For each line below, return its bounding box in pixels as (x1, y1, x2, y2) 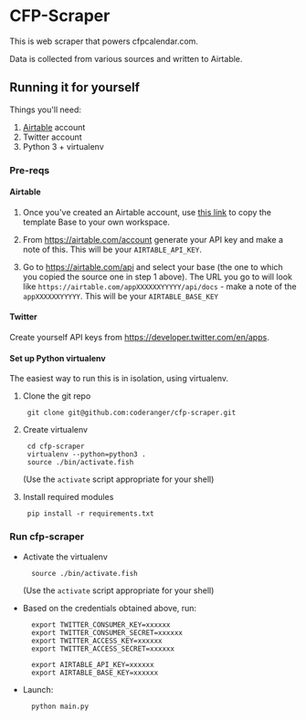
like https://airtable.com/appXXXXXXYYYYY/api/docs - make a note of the (22, 280, 297, 292)
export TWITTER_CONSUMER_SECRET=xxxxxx (31, 628, 183, 637)
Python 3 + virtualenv (22, 141, 105, 151)
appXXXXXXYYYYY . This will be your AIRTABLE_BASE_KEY (22, 290, 219, 301)
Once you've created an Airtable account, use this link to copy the (22, 206, 272, 217)
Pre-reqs (9, 163, 50, 176)
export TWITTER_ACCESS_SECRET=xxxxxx (31, 644, 175, 653)
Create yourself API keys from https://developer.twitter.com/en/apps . (9, 332, 269, 343)
